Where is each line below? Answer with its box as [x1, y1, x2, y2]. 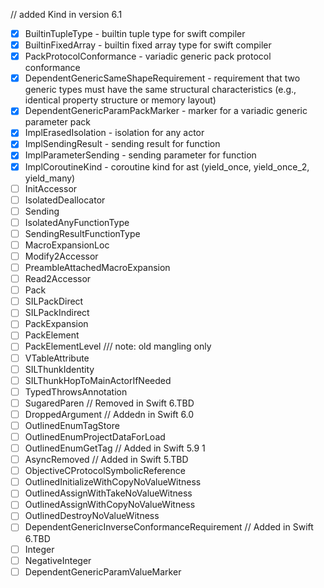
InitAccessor [24, 182, 78, 194]
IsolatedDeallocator [24, 194, 106, 206]
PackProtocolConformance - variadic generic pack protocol [24, 50, 272, 63]
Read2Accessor [24, 273, 92, 285]
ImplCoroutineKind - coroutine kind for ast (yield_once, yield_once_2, [24, 160, 310, 173]
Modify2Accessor [24, 250, 99, 262]
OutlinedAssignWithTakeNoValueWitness [24, 487, 193, 499]
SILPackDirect [24, 295, 84, 308]
